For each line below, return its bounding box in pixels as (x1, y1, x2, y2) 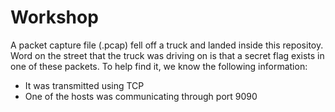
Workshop (10, 6, 99, 29)
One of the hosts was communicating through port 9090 (24, 90, 258, 102)
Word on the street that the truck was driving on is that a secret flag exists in (10, 49, 325, 61)
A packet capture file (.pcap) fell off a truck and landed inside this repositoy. (10, 39, 324, 51)
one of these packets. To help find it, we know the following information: (10, 60, 308, 72)
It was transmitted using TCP (24, 79, 145, 91)
